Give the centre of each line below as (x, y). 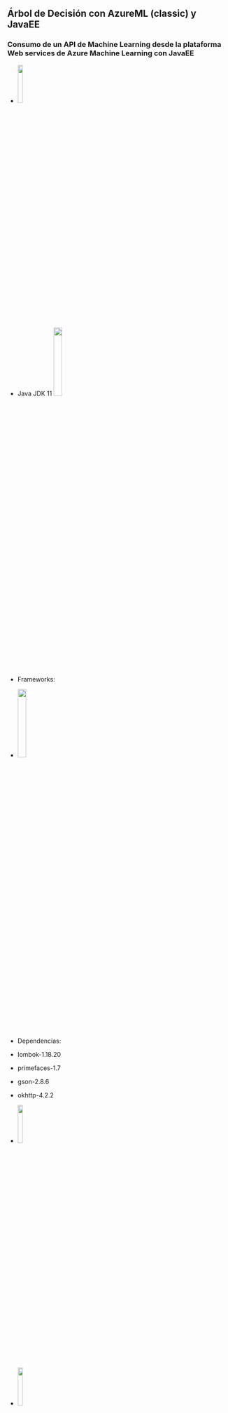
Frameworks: (36, 679)
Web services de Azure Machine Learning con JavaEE (101, 53)
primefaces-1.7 (39, 1068)
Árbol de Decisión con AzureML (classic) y (102, 14)
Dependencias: (39, 1041)
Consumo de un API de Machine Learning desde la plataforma (114, 45)
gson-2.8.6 (33, 1081)
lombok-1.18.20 (39, 1054)
